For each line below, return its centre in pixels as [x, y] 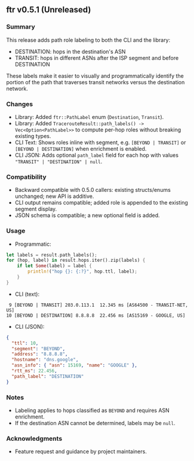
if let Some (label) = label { [55, 266]
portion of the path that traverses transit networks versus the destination [96, 82]
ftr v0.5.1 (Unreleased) [49, 10]
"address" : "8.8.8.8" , [40, 354]
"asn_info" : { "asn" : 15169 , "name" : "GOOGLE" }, [74, 365]
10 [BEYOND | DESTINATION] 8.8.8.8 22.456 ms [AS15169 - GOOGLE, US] [96, 315]
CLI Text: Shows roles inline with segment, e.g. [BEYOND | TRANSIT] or [100, 142]
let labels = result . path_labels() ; [52, 255]
